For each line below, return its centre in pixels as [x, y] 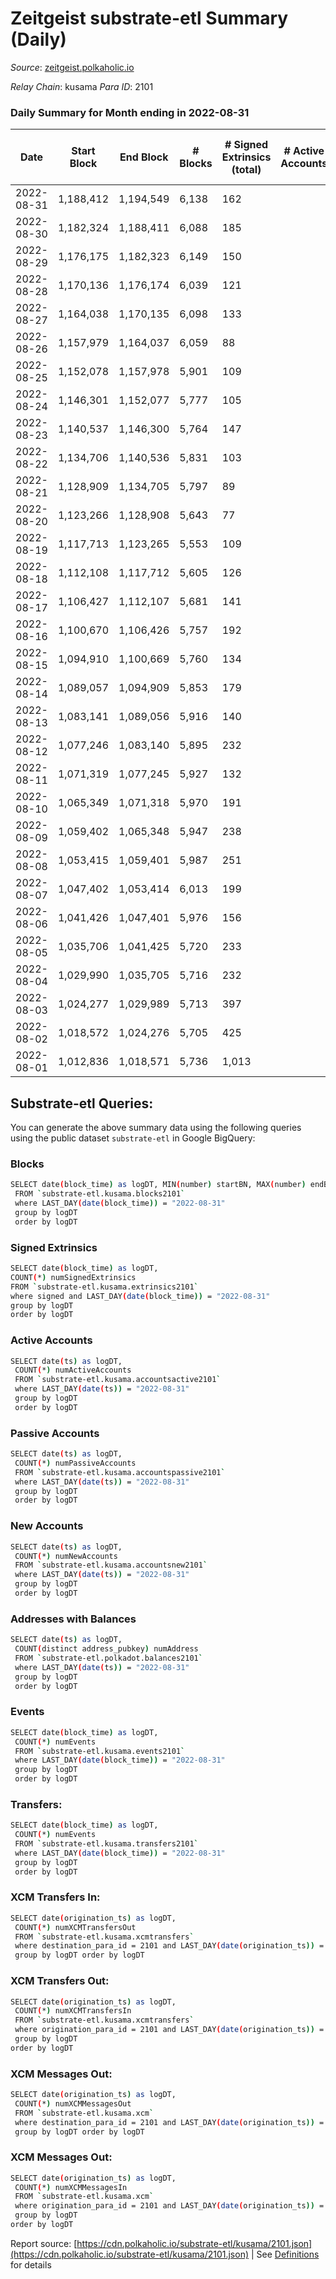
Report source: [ [44, 2243]
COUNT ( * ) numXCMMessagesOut [73, 2103]
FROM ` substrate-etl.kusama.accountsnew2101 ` [111, 1565]
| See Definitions [285, 2254]
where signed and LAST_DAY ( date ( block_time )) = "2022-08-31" [140, 1296]
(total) [246, 170]
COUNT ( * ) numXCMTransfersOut [75, 1927]
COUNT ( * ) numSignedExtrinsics [73, 1277]
